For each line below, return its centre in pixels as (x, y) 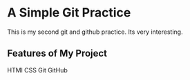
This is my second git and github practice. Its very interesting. (95, 32)
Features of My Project (57, 53)
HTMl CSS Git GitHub (37, 70)
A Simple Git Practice (69, 13)
